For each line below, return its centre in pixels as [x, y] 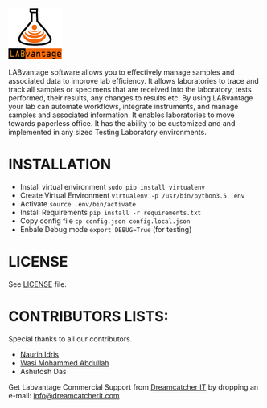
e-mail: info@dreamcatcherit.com [64, 395]
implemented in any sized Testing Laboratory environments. [107, 132]
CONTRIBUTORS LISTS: [88, 316]
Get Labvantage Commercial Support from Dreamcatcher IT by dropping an [133, 387]
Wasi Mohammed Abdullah [64, 363]
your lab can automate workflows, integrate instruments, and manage [123, 106]
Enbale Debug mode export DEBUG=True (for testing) [106, 229]
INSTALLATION [60, 165]
